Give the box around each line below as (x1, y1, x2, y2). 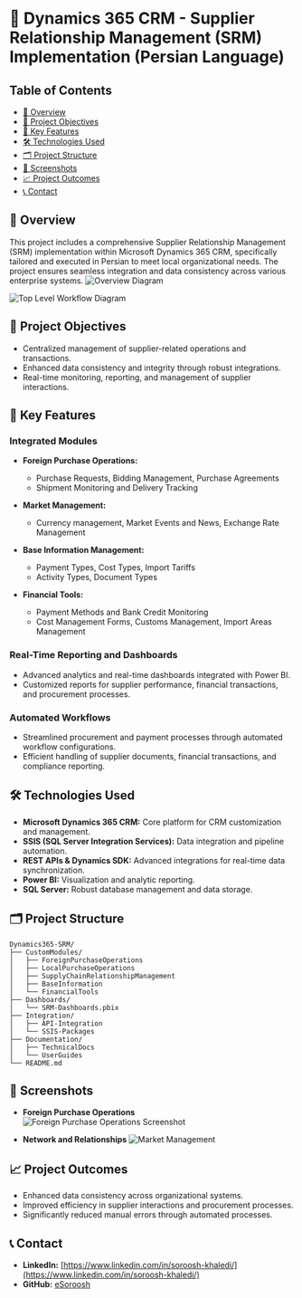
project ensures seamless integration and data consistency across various (9, 265, 287, 276)
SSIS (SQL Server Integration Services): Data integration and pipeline (22, 835, 285, 846)
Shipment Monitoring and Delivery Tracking (35, 482, 199, 493)
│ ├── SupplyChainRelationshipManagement (9, 971, 176, 980)
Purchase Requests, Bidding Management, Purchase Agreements (35, 472, 280, 483)
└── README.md (9, 1058, 63, 1067)
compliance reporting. (22, 760, 106, 771)
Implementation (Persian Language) (9, 47, 285, 67)
